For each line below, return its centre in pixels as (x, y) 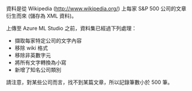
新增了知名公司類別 (38, 70)
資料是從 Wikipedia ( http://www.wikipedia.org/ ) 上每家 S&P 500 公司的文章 (96, 8)
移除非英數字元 (33, 55)
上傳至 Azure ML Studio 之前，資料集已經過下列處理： (71, 28)
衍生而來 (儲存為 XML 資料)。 (42, 16)
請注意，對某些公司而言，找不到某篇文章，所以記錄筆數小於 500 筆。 (90, 82)
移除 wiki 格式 (31, 48)
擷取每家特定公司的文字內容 (48, 41)
